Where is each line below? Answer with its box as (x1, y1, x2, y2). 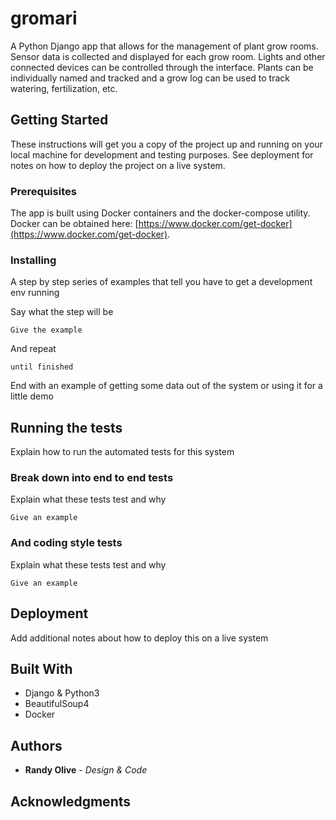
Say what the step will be (10, 306, 114, 318)
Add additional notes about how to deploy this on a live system (10, 632, 269, 644)
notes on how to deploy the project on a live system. (10, 159, 226, 171)
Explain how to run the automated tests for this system (10, 446, 235, 458)
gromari (10, 7, 78, 30)
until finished (10, 362, 74, 372)
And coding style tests (10, 536, 123, 550)
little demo (10, 390, 54, 402)
